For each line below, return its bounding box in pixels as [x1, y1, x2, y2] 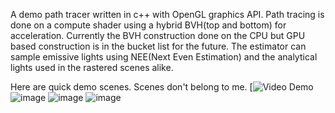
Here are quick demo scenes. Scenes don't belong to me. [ [10, 81, 253, 93]
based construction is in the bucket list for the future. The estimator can [10, 40, 307, 52]
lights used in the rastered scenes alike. [10, 62, 174, 73]
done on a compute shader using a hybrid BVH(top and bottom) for [10, 19, 287, 31]
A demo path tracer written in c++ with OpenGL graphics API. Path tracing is [10, 9, 325, 20]
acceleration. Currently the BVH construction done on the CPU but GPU [10, 30, 306, 41]
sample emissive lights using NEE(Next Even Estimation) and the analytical [10, 51, 318, 63]
